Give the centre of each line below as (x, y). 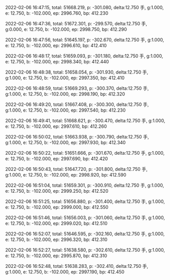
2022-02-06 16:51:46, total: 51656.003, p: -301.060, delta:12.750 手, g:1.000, (85, 218)
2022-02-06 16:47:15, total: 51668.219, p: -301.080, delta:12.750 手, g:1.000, (84, 7)
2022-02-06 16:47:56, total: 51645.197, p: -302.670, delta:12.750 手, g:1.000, (85, 40)
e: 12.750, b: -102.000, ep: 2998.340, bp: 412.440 (57, 62)
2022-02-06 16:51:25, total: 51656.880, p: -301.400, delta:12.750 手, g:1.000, (85, 201)
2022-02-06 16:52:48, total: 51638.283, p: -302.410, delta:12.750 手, (77, 266)
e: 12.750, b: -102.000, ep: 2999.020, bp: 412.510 (56, 223)
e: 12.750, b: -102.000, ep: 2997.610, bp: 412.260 (56, 126)
